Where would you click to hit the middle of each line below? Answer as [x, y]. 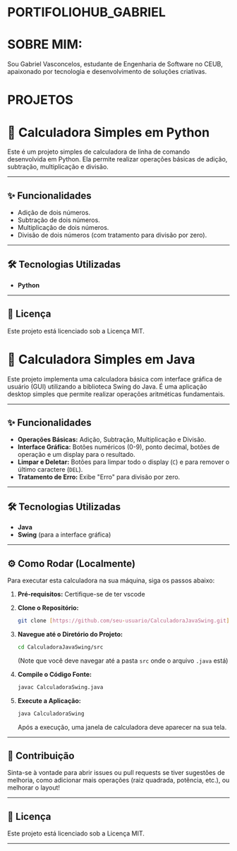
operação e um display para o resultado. [76, 455]
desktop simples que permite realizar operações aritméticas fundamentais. [116, 394]
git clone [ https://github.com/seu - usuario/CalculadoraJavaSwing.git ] [123, 621]
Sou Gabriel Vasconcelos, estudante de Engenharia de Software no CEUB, [115, 64]
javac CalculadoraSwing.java [60, 687]
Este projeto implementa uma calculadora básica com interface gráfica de [115, 379]
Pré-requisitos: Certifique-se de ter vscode [81, 594]
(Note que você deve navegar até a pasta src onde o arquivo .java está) [123, 661]
